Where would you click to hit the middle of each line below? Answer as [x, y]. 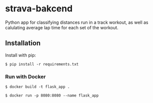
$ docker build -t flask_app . [38, 87]
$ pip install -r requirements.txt [42, 64]
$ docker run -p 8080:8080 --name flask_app [52, 96]
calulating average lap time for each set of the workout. [62, 27]
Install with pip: [21, 55]
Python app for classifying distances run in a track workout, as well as [77, 22]
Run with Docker [26, 76]
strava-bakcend [39, 9]
